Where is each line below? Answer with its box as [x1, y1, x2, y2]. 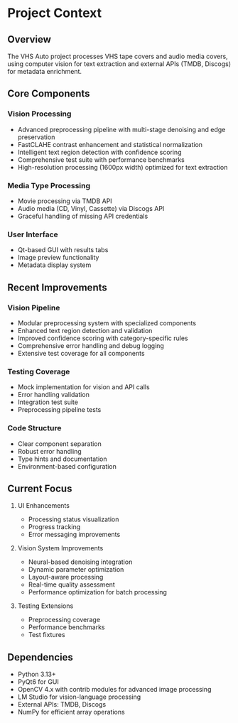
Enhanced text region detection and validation [17, 326, 153, 335]
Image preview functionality [17, 254, 99, 262]
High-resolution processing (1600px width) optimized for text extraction [17, 163, 228, 171]
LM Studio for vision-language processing [17, 692, 141, 701]
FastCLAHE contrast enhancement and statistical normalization [17, 140, 203, 148]
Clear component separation [17, 439, 102, 448]
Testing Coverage [7, 366, 70, 376]
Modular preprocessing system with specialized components [17, 318, 197, 327]
